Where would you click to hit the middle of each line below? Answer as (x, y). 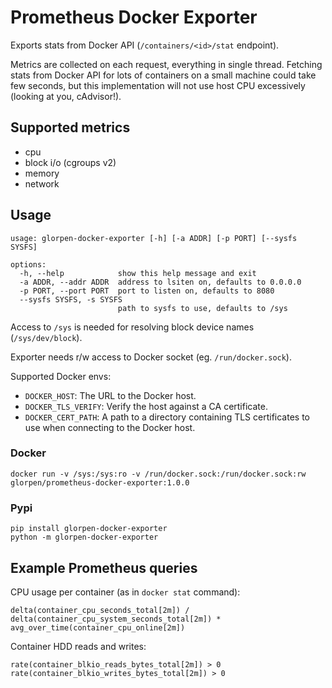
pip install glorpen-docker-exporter (89, 529)
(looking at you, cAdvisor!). (66, 96)
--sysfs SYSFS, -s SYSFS (71, 299)
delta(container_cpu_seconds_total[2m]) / (100, 610)
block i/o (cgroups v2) (70, 162)
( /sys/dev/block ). (46, 337)
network (42, 183)
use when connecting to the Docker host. (110, 427)
